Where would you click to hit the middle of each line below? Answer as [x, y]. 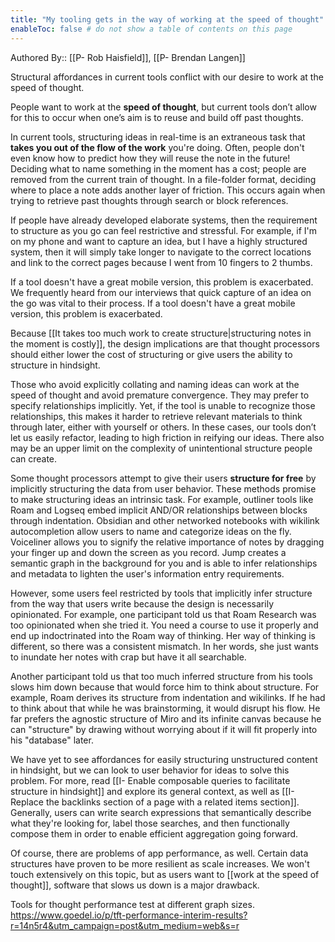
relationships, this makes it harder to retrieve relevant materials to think [156, 416]
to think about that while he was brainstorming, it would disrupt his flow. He [165, 708]
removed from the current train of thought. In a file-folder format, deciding [163, 179]
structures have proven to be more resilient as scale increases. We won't [160, 863]
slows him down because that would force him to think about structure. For [165, 687]
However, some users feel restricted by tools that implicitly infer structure [161, 593]
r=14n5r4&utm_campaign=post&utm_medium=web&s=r [125, 925]
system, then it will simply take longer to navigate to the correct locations [161, 252]
